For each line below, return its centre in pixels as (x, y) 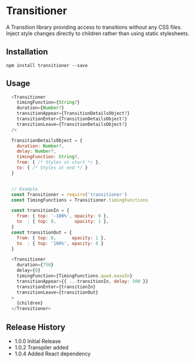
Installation (27, 52)
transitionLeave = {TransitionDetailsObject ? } (72, 124)
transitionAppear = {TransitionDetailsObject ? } (73, 114)
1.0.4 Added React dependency (53, 354)
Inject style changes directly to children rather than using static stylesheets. (98, 33)
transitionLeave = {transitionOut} (58, 292)
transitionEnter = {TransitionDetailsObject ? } (72, 119)
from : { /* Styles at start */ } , (59, 162)
